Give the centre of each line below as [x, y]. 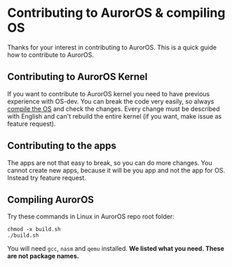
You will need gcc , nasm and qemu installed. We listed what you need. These [116, 249]
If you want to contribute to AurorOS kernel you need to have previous [109, 93]
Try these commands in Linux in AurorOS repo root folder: [91, 216]
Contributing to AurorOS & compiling [116, 13]
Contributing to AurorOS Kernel [77, 77]
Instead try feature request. [47, 178]
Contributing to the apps [62, 146]
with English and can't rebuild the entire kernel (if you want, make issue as [115, 116]
